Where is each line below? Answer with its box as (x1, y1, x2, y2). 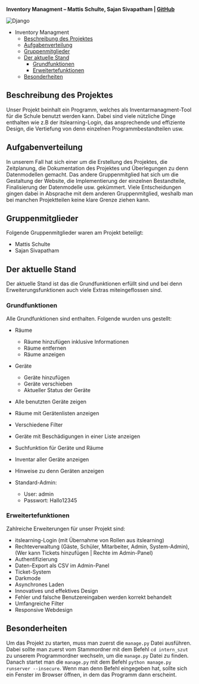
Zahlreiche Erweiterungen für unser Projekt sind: (6, 525, 126, 532)
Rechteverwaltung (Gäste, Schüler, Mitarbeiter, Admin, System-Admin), (14, 543, 189, 550)
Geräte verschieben (23, 380, 73, 387)
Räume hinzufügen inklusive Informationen (23, 338, 129, 345)
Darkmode (14, 574, 41, 582)
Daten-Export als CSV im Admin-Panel (14, 562, 110, 569)
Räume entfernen (23, 344, 67, 352)
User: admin (23, 490, 54, 498)
